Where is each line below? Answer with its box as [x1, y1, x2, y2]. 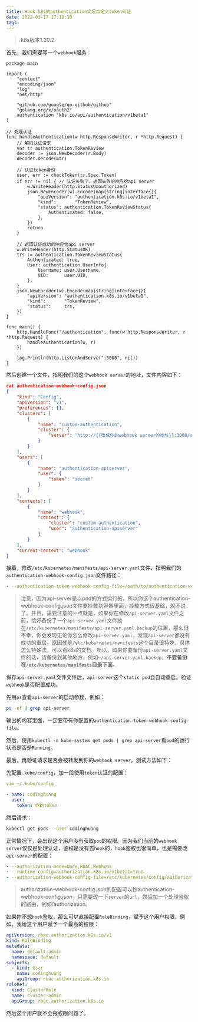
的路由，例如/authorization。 [20, 901, 91, 908]
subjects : [6, 960, 31, 965]
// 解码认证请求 [16, 140, 51, 146]
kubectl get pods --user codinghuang [6, 826, 99, 832]
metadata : [6, 943, 31, 949]
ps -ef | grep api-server [6, 705, 70, 711]
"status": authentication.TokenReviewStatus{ [37, 205, 151, 210]
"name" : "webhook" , [37, 509, 85, 515]
